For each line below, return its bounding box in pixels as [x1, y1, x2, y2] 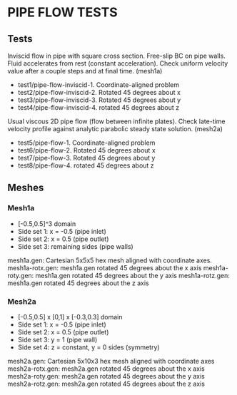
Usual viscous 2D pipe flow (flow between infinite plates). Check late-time [7, 117, 226, 125]
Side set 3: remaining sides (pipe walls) [17, 242, 133, 250]
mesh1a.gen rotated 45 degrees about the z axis [7, 279, 149, 287]
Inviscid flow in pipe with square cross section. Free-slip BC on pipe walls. [7, 51, 226, 60]
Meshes [7, 182, 44, 194]
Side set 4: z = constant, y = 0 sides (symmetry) [17, 343, 160, 352]
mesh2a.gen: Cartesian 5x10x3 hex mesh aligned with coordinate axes [7, 356, 216, 365]
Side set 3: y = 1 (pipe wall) [17, 335, 98, 344]
